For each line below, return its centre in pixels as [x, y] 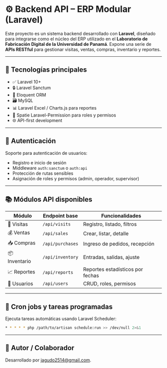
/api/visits [57, 224]
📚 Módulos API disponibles [49, 199]
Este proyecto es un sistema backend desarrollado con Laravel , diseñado [80, 33]
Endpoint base [60, 216]
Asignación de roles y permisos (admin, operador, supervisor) [76, 178]
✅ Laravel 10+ [27, 82]
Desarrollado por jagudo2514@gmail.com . [48, 360]
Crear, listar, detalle [106, 234]
